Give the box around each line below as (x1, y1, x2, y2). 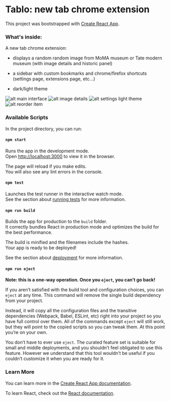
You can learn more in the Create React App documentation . (5, 380, 132, 386)
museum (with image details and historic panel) (12, 61, 113, 67)
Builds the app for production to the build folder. (5, 218, 108, 225)
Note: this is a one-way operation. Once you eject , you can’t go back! (5, 277, 156, 283)
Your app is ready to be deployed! (5, 245, 77, 251)
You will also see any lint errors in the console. (5, 168, 103, 175)
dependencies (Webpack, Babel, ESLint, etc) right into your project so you (5, 313, 161, 319)
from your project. (5, 297, 43, 304)
